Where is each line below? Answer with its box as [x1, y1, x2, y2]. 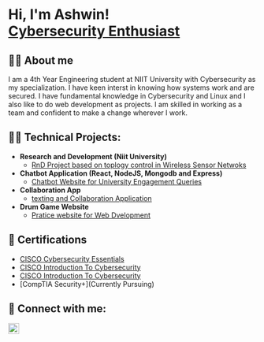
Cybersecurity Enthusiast [8, 22, 180, 40]
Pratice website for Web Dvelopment [31, 210, 151, 220]
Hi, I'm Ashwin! [8, 6, 110, 24]
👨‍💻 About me [8, 54, 73, 67]
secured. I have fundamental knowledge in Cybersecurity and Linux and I [8, 91, 246, 100]
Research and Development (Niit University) [19, 151, 168, 161]
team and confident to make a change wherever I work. [8, 108, 188, 117]
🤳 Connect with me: [8, 302, 106, 316]
